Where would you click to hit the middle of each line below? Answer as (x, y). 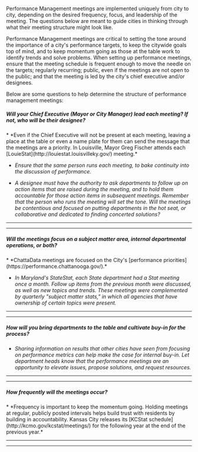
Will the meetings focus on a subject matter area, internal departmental (96, 239)
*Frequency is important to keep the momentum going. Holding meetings (99, 407)
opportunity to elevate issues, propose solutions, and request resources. (103, 367)
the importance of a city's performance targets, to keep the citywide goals (96, 45)
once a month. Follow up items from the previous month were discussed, (103, 284)
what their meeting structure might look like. (60, 27)
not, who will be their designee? (46, 120)
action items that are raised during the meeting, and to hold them (94, 189)
